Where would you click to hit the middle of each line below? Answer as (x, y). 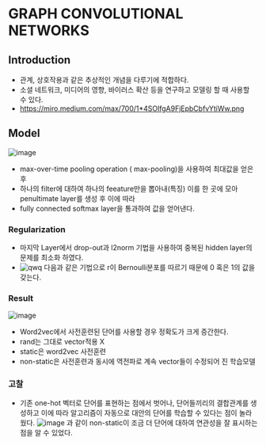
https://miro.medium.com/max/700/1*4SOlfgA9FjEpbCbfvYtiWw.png (132, 108)
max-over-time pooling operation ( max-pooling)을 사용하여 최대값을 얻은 (137, 169)
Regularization (37, 229)
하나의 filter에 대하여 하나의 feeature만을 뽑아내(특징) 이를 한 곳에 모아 (129, 188)
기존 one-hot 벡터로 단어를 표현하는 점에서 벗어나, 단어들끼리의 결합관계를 (134, 403)
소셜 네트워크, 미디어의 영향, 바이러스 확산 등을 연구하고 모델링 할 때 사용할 (135, 89)
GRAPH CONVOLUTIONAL (96, 14)
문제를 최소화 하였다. (51, 257)
